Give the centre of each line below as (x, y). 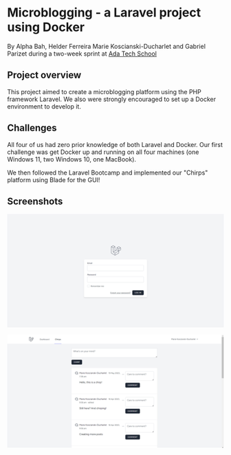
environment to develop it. (44, 106)
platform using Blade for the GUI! (54, 179)
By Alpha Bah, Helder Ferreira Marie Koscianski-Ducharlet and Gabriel (107, 46)
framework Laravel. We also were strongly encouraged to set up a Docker (112, 99)
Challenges (32, 128)
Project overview (44, 75)
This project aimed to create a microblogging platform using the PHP (104, 91)
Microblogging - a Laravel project (104, 13)
